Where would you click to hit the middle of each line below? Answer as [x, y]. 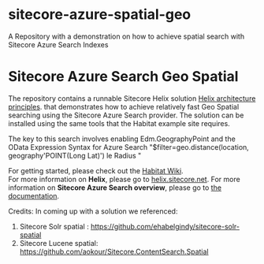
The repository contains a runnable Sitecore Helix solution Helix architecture [132, 98]
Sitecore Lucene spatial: [59, 243]
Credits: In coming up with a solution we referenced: [93, 211]
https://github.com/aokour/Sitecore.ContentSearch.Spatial [114, 251]
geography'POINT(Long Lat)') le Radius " [75, 155]
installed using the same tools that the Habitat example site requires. [119, 123]
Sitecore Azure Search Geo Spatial [123, 77]
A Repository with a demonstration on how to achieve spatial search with [126, 36]
